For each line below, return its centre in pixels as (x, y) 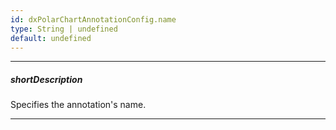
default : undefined (51, 38)
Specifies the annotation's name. (78, 105)
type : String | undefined (64, 29)
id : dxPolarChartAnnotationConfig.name (93, 19)
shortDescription (46, 79)
